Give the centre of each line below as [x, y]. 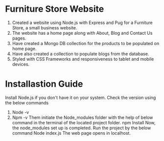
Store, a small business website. [45, 27]
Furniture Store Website [55, 9]
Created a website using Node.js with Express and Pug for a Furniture [82, 23]
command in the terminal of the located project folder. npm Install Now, [84, 122]
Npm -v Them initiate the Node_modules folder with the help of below [82, 117]
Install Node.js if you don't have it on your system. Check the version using [81, 97]
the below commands [27, 103]
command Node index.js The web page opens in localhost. [71, 133]
